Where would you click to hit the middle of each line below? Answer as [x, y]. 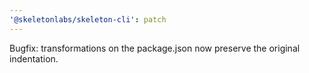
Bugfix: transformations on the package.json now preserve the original [155, 48]
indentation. [34, 58]
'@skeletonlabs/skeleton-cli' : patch [88, 19]
